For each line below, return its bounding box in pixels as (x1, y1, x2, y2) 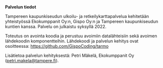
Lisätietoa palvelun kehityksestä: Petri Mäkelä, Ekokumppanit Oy (5, 53, 135, 58)
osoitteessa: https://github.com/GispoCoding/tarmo (5, 43, 109, 49)
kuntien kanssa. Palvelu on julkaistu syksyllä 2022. (5, 24, 107, 29)
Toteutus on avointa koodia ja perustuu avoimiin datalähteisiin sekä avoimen (5, 33, 157, 39)
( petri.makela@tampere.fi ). (5, 58, 59, 63)
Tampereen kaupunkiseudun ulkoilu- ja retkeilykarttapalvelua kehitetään (5, 14, 149, 19)
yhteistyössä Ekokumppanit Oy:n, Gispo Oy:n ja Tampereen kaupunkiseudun (5, 19, 159, 24)
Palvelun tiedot (5, 4, 36, 10)
